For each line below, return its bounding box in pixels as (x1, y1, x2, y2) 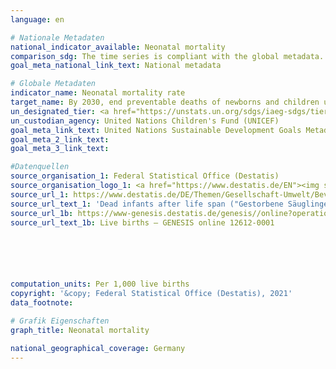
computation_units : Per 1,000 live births (10, 279, 190, 290)
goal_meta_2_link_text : (10, 134, 110, 145)
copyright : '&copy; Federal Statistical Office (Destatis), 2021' (10, 289, 293, 299)
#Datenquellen (10, 162, 70, 172)
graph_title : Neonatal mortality (10, 325, 150, 335)
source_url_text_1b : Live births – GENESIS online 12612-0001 (10, 217, 275, 228)
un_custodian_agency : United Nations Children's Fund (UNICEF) (10, 116, 280, 126)
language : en (10, 14, 65, 25)
